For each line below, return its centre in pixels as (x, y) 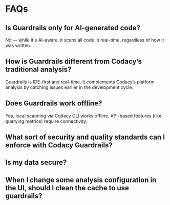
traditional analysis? (38, 70)
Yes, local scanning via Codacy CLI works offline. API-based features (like (83, 116)
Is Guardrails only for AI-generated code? (73, 28)
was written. (18, 45)
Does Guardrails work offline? (54, 104)
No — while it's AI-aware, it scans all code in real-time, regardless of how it (85, 40)
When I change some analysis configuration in (81, 180)
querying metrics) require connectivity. (46, 121)
